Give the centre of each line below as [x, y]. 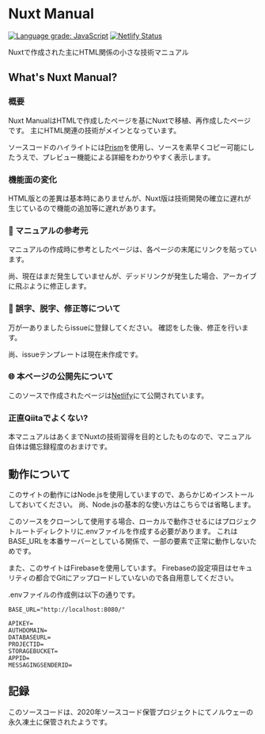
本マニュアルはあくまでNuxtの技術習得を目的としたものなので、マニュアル [130, 437]
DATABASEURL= [30, 637]
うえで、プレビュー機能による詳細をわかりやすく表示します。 [115, 157]
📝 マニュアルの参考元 [48, 231]
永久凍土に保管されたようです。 [60, 721]
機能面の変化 [33, 179]
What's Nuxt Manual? [63, 77]
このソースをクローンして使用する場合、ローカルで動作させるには [115, 521]
